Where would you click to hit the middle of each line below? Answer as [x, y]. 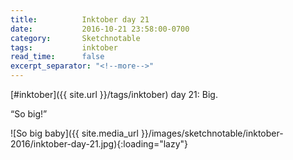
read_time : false [57, 57]
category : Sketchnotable [75, 38]
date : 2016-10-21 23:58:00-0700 [100, 29]
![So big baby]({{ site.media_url [74, 133]
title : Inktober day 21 [80, 19]
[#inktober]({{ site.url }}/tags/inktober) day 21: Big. [114, 94]
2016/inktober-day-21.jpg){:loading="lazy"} [99, 144]
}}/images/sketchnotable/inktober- [212, 133]
